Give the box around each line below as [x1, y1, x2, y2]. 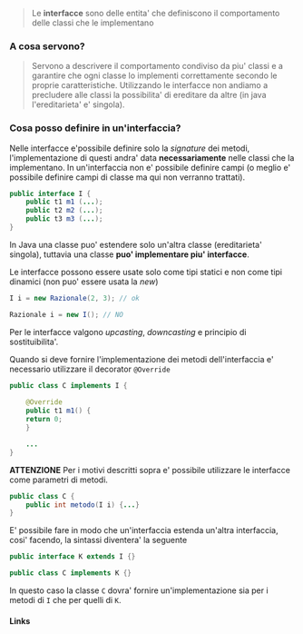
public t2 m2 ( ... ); [25, 206, 103, 215]
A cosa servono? [9, 40, 86, 53]
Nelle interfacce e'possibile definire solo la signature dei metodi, [9, 143, 250, 154]
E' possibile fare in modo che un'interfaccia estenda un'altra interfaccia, [9, 525, 279, 536]
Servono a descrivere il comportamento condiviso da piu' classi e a [31, 61, 284, 72]
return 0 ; [25, 415, 64, 424]
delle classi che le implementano [31, 17, 154, 28]
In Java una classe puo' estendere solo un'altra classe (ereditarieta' [9, 239, 263, 250]
